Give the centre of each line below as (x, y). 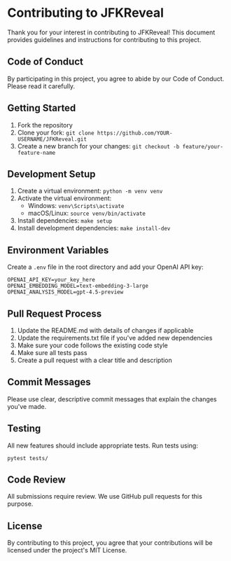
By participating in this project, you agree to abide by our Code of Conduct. (116, 78)
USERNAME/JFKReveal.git (52, 139)
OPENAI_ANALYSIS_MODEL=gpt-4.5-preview (65, 292)
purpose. (20, 504)
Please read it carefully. (41, 86)
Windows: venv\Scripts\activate (76, 206)
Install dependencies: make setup (65, 221)
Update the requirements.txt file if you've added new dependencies (115, 338)
